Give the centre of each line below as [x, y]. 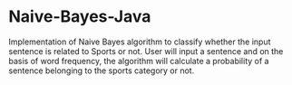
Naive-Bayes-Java [80, 17]
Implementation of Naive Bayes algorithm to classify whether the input [140, 42]
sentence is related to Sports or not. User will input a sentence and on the [146, 51]
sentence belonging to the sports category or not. [102, 71]
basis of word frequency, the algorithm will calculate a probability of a [139, 61]
